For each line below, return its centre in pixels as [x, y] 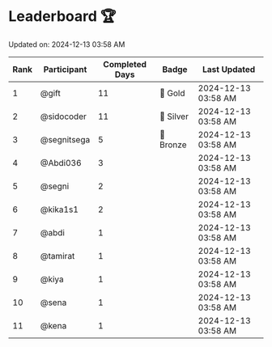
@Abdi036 [61, 163]
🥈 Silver [174, 116]
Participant [65, 69]
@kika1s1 [59, 209]
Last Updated [229, 69]
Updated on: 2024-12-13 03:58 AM [67, 44]
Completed [125, 64]
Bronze [173, 145]
